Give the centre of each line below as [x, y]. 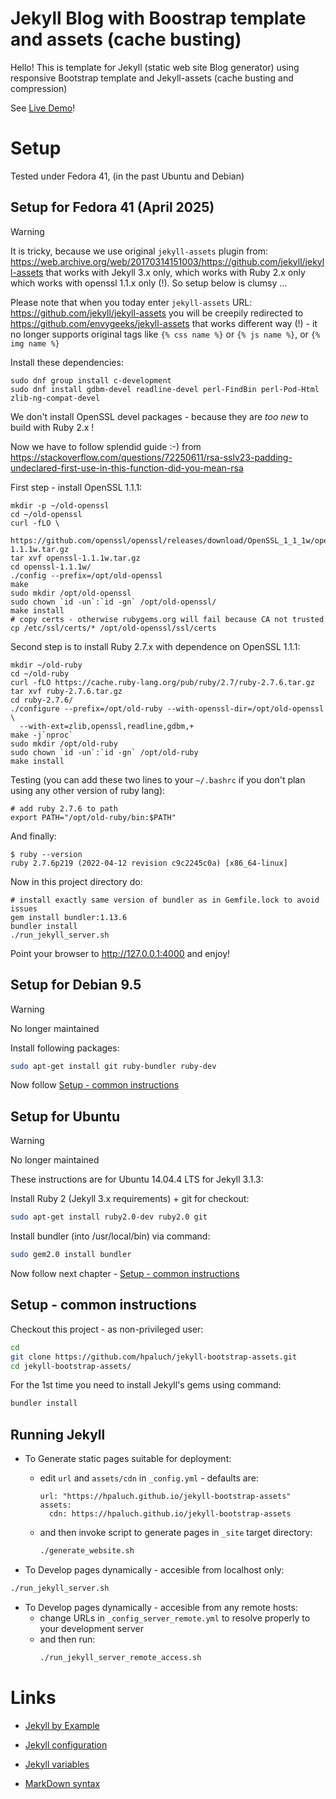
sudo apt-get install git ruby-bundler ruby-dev [113, 1066]
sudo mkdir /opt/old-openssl [71, 593]
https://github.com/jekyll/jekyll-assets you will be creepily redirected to [157, 313]
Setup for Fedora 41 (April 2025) [112, 207]
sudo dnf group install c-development [91, 380]
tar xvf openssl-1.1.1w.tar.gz [75, 558]
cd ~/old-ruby [40, 673]
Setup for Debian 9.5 [76, 985]
